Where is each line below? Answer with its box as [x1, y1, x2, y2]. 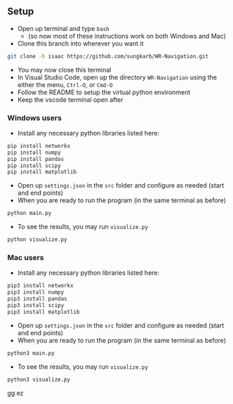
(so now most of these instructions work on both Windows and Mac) [27, 32, 227, 40]
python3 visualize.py [7, 376, 71, 383]
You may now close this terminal [17, 65, 112, 74]
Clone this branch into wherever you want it [17, 39, 144, 48]
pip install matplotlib [7, 169, 77, 176]
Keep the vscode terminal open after [17, 95, 124, 104]
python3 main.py [7, 349, 55, 357]
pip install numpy [7, 149, 61, 156]
